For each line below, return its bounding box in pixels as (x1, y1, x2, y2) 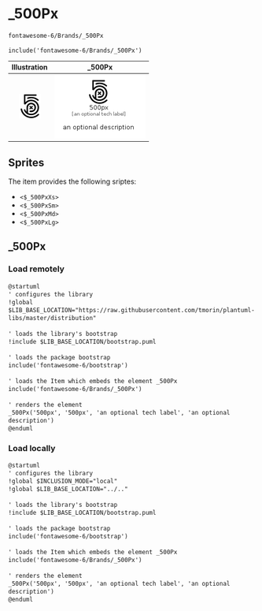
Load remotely (8, 263, 65, 274)
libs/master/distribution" (8, 314, 97, 322)
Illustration (11, 62, 49, 72)
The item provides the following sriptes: (8, 177, 137, 186)
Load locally (8, 442, 56, 453)
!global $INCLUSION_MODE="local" (8, 477, 118, 485)
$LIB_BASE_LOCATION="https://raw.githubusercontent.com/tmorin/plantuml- (8, 306, 256, 314)
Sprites (8, 155, 45, 170)
